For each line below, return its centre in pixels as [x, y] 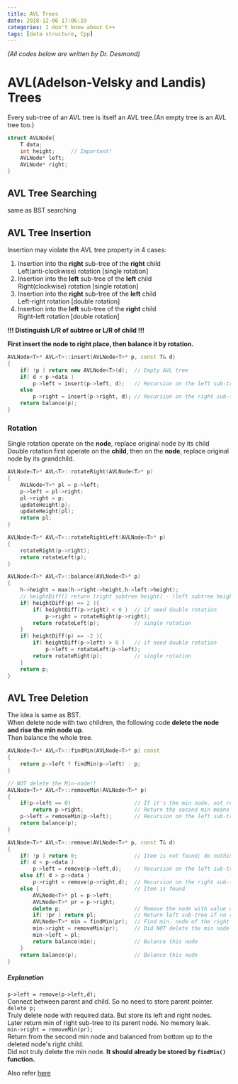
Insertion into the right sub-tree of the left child [87, 294]
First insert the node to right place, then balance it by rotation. [101, 344]
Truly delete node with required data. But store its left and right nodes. [110, 1015]
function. [21, 1059]
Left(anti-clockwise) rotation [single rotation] [83, 272]
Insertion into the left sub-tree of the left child [85, 279]
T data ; [31, 145]
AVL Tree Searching [52, 193]
